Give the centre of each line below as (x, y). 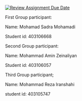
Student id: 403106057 (28, 65)
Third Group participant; (29, 75)
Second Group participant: (32, 46)
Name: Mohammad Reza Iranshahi (40, 84)
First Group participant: (29, 17)
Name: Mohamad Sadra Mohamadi (40, 27)
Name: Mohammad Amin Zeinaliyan (41, 55)
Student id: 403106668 (28, 36)
